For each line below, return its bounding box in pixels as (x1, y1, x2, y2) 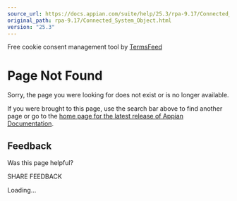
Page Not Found (7, 68, 103, 83)
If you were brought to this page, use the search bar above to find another (7, 104, 223, 113)
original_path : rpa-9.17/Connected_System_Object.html (7, 17, 172, 24)
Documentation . (7, 119, 54, 128)
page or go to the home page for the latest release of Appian (7, 112, 183, 121)
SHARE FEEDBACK (7, 172, 62, 181)
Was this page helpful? (7, 159, 74, 167)
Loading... (7, 186, 37, 195)
